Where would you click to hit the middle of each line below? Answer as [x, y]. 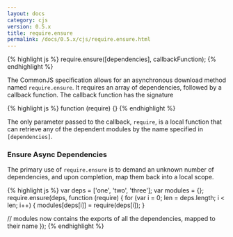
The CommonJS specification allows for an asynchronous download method [117, 80]
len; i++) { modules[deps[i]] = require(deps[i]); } [76, 205]
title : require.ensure [40, 33]
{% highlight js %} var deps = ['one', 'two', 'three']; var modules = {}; [105, 190]
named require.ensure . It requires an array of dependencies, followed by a [114, 88]
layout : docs [26, 14]
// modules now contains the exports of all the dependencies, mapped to [111, 219]
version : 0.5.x [29, 26]
